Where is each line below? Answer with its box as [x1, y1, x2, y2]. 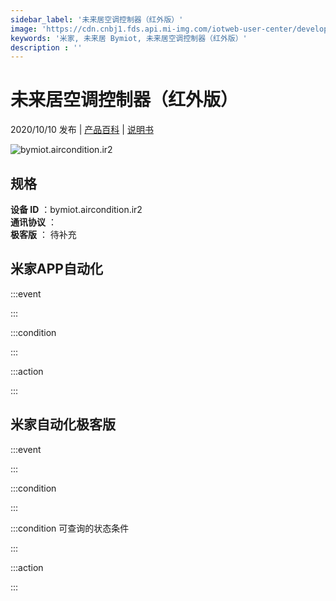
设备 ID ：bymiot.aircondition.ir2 [10, 204, 143, 215]
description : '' [10, 42, 83, 53]
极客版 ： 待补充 [10, 229, 77, 240]
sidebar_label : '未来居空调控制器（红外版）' [10, 14, 184, 25]
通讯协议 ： [10, 216, 57, 228]
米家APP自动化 [10, 261, 103, 278]
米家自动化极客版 [10, 416, 116, 433]
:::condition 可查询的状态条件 [10, 522, 130, 534]
